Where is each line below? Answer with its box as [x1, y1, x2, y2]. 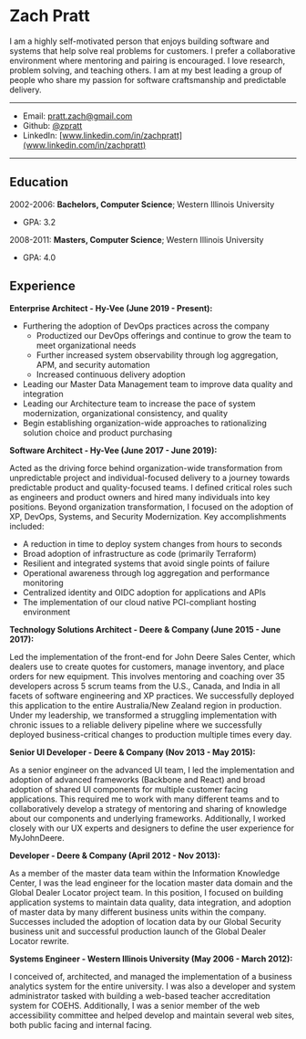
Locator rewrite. [9, 935, 70, 946]
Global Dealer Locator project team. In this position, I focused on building [9, 887, 284, 897]
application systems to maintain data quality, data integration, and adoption [9, 897, 291, 908]
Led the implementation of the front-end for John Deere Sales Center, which [9, 651, 296, 662]
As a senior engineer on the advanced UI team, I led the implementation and [9, 764, 295, 775]
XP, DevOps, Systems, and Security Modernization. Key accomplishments [9, 510, 287, 521]
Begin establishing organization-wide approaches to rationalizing [22, 417, 267, 428]
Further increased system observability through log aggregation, [36, 349, 279, 361]
